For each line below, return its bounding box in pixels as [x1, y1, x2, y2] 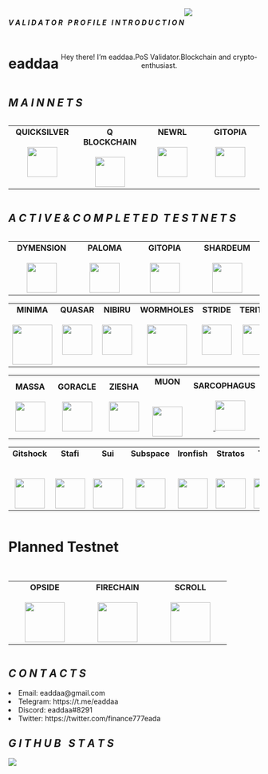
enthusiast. [140, 61, 178, 70]
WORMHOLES [140, 304, 194, 315]
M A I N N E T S [8, 96, 83, 109]
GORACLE [57, 381, 97, 392]
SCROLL [174, 581, 207, 593]
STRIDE [202, 304, 231, 315]
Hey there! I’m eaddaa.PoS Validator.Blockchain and [61, 52, 231, 62]
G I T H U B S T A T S [8, 736, 114, 750]
